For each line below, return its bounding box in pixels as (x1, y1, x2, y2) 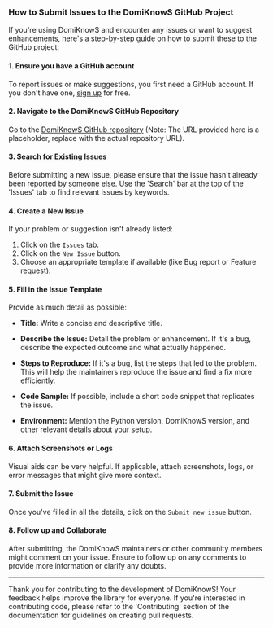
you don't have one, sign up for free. (8, 88, 131, 98)
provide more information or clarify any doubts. (8, 560, 167, 570)
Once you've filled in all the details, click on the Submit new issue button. (8, 507, 252, 516)
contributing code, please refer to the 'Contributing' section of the (8, 601, 230, 611)
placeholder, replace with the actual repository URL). (8, 133, 185, 143)
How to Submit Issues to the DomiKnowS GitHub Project (8, 7, 234, 18)
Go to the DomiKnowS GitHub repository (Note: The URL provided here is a (8, 125, 260, 134)
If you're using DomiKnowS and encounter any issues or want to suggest (8, 25, 253, 35)
